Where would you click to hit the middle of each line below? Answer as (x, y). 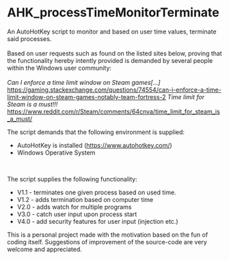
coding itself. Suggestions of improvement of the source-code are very (107, 242)
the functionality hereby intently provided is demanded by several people (110, 60)
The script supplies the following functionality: (72, 179)
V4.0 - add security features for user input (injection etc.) (98, 221)
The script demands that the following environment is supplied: (96, 132)
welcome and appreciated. (44, 249)
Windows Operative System (56, 153)
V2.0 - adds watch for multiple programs (74, 207)
